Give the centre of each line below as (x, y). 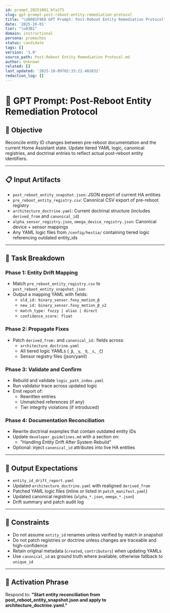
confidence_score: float (46, 316)
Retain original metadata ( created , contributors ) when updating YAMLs (87, 551)
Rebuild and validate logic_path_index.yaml (58, 380)
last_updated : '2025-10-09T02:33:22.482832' (53, 71)
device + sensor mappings (40, 227)
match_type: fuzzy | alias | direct (59, 311)
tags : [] (14, 48)
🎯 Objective (24, 130)
